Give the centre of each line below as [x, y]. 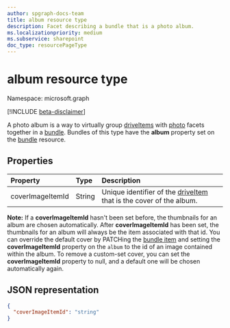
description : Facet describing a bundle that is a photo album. [101, 26]
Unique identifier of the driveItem [155, 191]
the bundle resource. [37, 139]
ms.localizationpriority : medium [55, 33]
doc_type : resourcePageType [47, 45]
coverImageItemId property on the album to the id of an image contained [110, 246]
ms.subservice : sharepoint [46, 39]
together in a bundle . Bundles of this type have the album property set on [111, 132]
